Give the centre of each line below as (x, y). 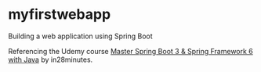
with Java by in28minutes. (51, 59)
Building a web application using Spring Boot (80, 36)
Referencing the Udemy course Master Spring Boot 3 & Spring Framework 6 (130, 51)
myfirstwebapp (60, 14)
